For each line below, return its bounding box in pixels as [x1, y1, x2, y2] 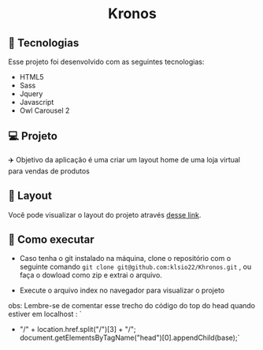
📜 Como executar [8, 233, 94, 247]
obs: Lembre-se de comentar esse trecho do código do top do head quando [8, 301, 256, 311]
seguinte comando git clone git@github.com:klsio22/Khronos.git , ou [19, 262, 252, 272]
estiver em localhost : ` [8, 309, 83, 319]
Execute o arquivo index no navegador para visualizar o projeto [19, 285, 225, 296]
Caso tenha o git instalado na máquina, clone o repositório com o [19, 254, 232, 263]
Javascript [19, 98, 54, 106]
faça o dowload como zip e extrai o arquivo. [19, 270, 163, 280]
